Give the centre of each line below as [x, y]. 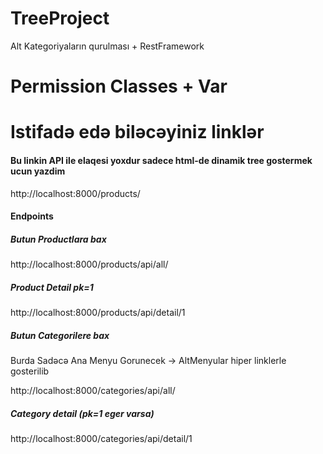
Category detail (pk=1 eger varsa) [82, 413]
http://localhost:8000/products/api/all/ [89, 264]
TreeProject [60, 18]
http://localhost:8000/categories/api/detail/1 [101, 438]
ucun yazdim [38, 171]
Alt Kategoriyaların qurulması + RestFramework [107, 46]
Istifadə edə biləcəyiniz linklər [137, 132]
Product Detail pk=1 [52, 287]
